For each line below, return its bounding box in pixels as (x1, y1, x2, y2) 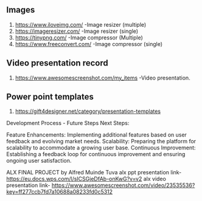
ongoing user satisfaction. (6, 157, 72, 165)
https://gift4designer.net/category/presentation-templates (15, 107, 161, 115)
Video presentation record (6, 58, 108, 69)
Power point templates (6, 92, 94, 102)
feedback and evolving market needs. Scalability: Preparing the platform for (6, 138, 197, 145)
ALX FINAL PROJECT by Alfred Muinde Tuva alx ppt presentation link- (6, 169, 182, 176)
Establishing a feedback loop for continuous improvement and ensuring (6, 151, 186, 158)
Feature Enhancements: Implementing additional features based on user (6, 131, 187, 138)
